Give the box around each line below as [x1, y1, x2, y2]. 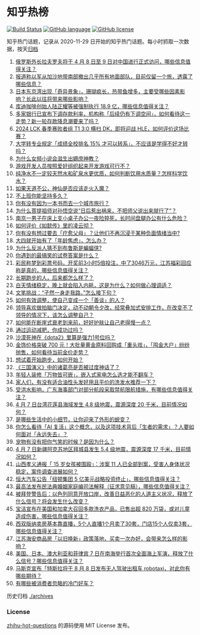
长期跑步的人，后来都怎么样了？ [15, 274, 94, 281]
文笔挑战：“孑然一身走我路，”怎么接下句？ [15, 289, 117, 296]
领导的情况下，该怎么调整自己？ [15, 311, 94, 318]
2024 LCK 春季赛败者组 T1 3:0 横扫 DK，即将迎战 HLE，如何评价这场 [15, 125, 184, 132]
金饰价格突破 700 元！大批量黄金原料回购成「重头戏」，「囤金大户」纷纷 [15, 341, 190, 348]
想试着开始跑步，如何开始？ [15, 356, 84, 363]
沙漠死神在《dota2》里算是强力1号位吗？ [15, 333, 115, 340]
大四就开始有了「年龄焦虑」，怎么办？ [15, 237, 107, 244]
